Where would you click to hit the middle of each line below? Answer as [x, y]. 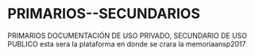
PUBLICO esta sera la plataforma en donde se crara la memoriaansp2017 [127, 43]
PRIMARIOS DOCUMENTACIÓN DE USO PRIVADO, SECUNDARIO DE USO [127, 35]
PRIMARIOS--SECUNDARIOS [104, 14]
